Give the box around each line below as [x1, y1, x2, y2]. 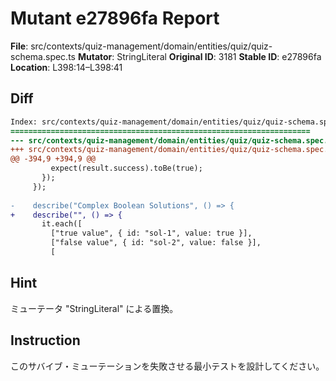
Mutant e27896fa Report [10, 7, 220, 30]
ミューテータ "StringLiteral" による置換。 [10, 302, 179, 314]
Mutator [77, 50, 113, 62]
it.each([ [41, 219, 83, 229]
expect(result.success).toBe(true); [50, 163, 203, 174]
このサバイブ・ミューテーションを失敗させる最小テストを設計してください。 [10, 360, 325, 372]
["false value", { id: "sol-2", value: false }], [50, 238, 262, 248]
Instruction [10, 332, 81, 349]
